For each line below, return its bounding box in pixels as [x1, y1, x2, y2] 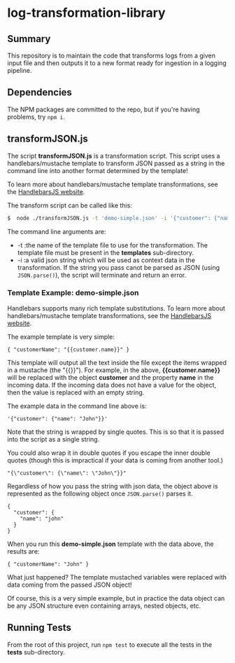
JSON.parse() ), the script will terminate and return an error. [17, 271, 187, 279]
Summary [7, 33, 51, 45]
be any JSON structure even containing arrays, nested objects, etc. [7, 601, 201, 610]
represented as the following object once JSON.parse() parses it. [7, 489, 194, 498]
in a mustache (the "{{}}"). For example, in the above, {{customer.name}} [7, 366, 221, 374]
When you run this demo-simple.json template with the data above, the [7, 540, 215, 548]
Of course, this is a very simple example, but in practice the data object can [7, 594, 225, 602]
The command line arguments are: [7, 227, 106, 235]
